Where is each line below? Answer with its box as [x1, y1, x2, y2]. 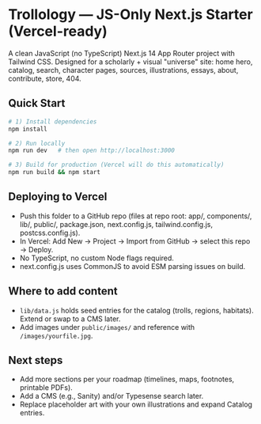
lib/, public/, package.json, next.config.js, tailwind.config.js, [19, 219, 214, 229]
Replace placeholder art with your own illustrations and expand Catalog [19, 399, 253, 409]
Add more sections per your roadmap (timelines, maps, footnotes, [19, 374, 235, 384]
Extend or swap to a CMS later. [19, 314, 121, 324]
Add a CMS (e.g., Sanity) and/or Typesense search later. [19, 392, 204, 401]
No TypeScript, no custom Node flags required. [19, 253, 174, 263]
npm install [8, 125, 47, 133]
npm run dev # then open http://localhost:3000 [8, 146, 176, 155]
